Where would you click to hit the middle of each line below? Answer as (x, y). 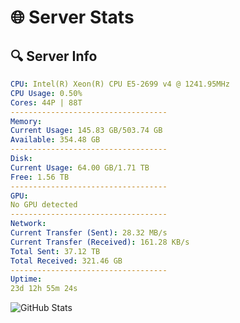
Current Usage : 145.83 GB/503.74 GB (86, 131)
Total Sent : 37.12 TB (55, 251)
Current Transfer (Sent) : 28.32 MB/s (89, 233)
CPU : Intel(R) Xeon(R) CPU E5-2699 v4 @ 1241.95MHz (120, 84)
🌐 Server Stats (72, 17)
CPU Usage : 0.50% (46, 93)
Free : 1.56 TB (40, 177)
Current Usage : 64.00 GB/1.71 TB (80, 167)
